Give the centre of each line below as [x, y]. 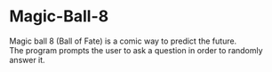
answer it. [28, 60]
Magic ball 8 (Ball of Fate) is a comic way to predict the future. [123, 41]
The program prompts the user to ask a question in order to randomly [136, 50]
